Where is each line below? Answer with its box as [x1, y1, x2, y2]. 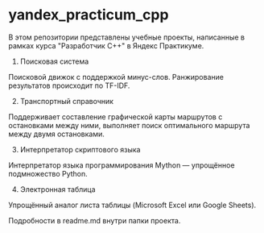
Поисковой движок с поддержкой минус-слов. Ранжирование [8, 72, 224, 81]
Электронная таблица [19, 184, 96, 194]
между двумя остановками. [8, 129, 105, 139]
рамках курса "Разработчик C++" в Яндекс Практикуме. [8, 40, 204, 50]
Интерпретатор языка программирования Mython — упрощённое [8, 160, 235, 170]
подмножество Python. [8, 169, 89, 178]
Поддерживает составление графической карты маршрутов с [8, 111, 223, 122]
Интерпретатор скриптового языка [19, 144, 141, 154]
